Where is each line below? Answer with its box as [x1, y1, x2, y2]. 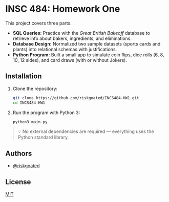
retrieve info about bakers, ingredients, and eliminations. [12, 35, 132, 41]
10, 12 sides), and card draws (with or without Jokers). [12, 57, 127, 63]
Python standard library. [17, 134, 69, 141]
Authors [5, 149, 32, 158]
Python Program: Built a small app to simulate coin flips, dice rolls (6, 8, [12, 52, 164, 58]
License [5, 177, 31, 186]
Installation [5, 72, 42, 81]
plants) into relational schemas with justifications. [12, 46, 117, 52]
